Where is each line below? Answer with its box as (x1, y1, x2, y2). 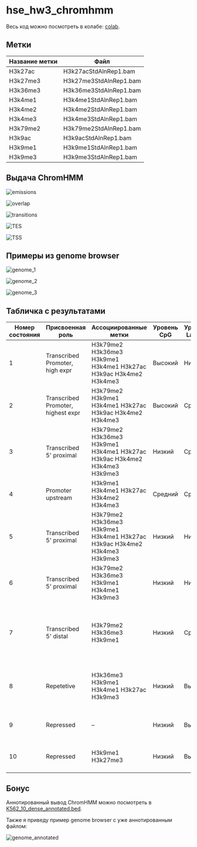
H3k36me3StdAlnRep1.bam (63, 86, 141, 94)
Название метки (9, 57, 57, 65)
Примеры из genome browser (6, 250, 120, 261)
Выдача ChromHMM (6, 173, 84, 183)
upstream (46, 494, 72, 502)
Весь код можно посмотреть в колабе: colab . (6, 23, 120, 30)
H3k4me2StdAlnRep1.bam (63, 105, 138, 113)
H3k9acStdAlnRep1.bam (63, 134, 132, 142)
